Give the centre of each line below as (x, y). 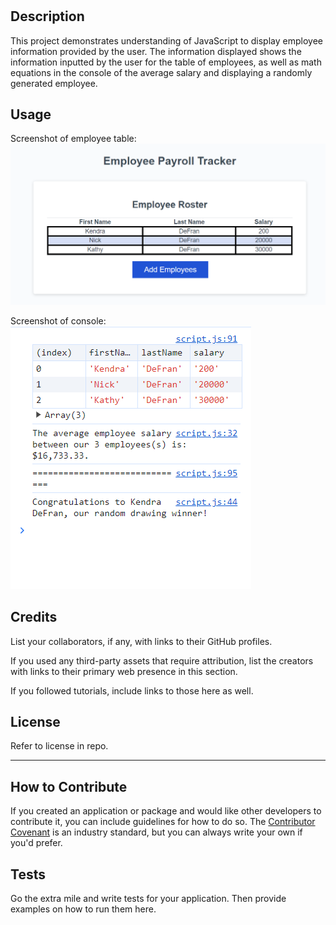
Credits (34, 617)
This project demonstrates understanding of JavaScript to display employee (166, 40)
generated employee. (54, 83)
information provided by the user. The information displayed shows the (156, 51)
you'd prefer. (36, 843)
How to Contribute (69, 786)
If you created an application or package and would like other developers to (166, 811)
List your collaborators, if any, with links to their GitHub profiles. (141, 641)
